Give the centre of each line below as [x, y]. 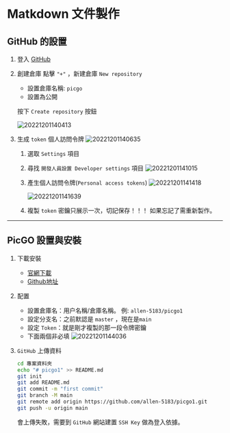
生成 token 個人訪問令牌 [50, 139]
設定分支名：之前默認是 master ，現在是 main [89, 319]
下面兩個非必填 [48, 336]
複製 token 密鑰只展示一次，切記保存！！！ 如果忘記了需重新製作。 [122, 210]
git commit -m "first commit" [60, 389]
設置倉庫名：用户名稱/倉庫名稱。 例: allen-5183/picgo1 [105, 310]
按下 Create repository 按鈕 [57, 111]
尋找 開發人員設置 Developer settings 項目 [85, 168]
